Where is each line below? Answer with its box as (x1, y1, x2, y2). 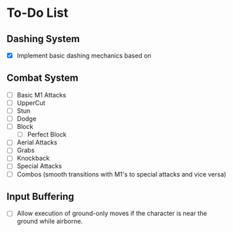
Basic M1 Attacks (16, 90, 67, 99)
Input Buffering (6, 191, 74, 203)
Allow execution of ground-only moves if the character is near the (16, 209, 208, 218)
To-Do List (6, 5, 69, 21)
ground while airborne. (16, 217, 84, 226)
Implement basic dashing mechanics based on (16, 51, 152, 60)
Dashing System (6, 33, 80, 45)
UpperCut (16, 98, 46, 107)
